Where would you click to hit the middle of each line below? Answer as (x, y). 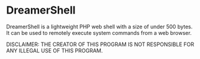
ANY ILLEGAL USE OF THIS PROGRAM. (55, 50)
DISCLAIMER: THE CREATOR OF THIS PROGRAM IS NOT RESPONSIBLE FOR (100, 44)
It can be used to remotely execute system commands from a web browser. (99, 32)
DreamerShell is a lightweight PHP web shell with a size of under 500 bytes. (99, 27)
